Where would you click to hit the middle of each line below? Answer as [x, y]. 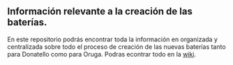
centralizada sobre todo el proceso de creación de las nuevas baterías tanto [116, 46]
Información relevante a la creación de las [100, 12]
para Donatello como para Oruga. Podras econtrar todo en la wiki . [102, 54]
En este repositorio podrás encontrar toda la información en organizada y [113, 39]
